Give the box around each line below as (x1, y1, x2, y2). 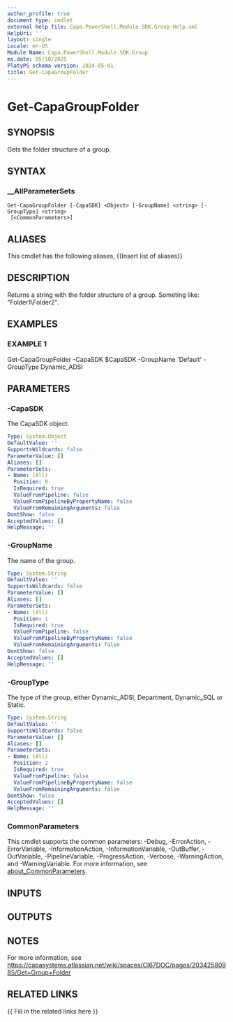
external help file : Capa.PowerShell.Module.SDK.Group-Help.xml (7, 23, 198, 30)
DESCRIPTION (7, 272, 70, 284)
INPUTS (7, 887, 42, 899)
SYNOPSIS (7, 126, 55, 138)
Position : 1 (13, 615, 49, 622)
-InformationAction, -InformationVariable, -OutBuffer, (48, 845, 201, 853)
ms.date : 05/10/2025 (7, 56, 68, 63)
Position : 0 (13, 479, 49, 486)
